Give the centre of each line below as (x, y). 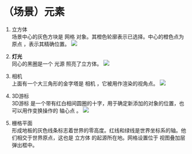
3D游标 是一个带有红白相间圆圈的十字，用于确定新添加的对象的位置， (95, 103)
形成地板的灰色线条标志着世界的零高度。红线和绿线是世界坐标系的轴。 (96, 130)
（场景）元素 (34, 12)
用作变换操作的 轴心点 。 (52, 110)
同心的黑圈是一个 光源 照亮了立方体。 (57, 64)
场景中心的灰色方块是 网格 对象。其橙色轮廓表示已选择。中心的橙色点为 (98, 36)
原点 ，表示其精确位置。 (41, 44)
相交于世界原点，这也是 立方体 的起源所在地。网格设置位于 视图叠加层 (101, 138)
